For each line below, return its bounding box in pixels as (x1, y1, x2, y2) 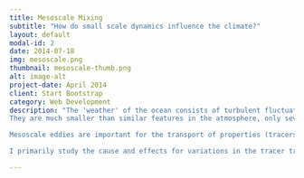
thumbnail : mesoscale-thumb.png (9, 64, 131, 73)
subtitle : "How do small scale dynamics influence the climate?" (9, 22, 261, 31)
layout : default (9, 30, 71, 39)
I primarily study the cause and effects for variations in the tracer (9, 146, 285, 156)
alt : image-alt (9, 72, 67, 81)
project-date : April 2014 (9, 80, 107, 89)
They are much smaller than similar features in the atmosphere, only (9, 114, 281, 123)
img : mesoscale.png (9, 55, 83, 64)
